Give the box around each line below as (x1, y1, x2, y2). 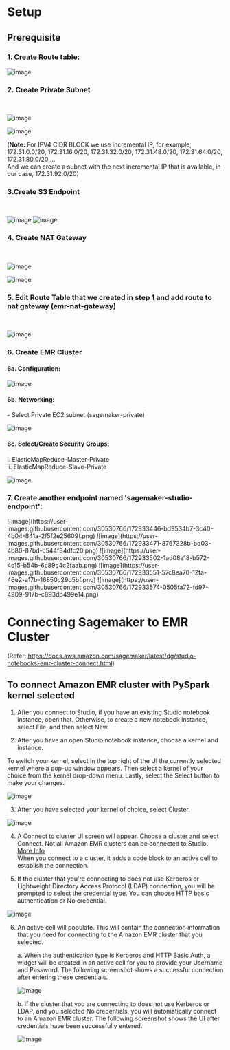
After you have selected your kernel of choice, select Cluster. (16, 805, 190, 813)
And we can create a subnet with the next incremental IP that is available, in (7, 162, 221, 171)
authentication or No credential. (16, 896, 107, 905)
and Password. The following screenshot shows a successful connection (16, 965, 224, 974)
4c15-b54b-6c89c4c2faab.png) (7, 561, 97, 569)
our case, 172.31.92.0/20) (7, 170, 79, 178)
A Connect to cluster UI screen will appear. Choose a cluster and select (16, 832, 219, 840)
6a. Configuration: (7, 364, 61, 372)
